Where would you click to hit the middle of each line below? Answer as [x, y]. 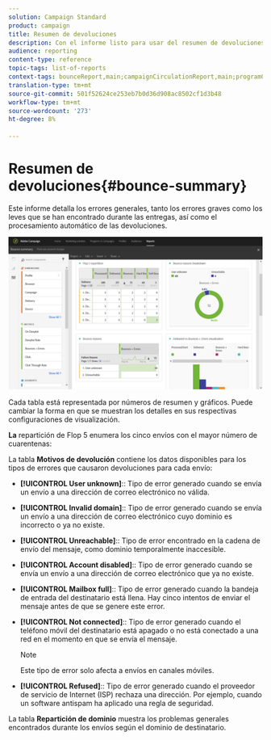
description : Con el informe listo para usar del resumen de [113, 43]
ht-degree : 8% [32, 120]
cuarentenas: [30, 444]
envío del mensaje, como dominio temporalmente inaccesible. [123, 549]
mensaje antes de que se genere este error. [92, 607]
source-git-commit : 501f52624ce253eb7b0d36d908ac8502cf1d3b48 [115, 94]
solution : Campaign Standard [57, 17]
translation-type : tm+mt [50, 85]
